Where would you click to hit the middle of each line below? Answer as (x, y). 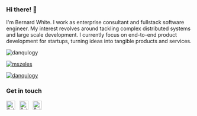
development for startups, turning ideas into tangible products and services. (99, 41)
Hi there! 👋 (22, 9)
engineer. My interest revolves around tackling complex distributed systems (98, 28)
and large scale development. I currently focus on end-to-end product (92, 35)
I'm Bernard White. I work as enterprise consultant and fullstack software (95, 22)
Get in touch (24, 91)
